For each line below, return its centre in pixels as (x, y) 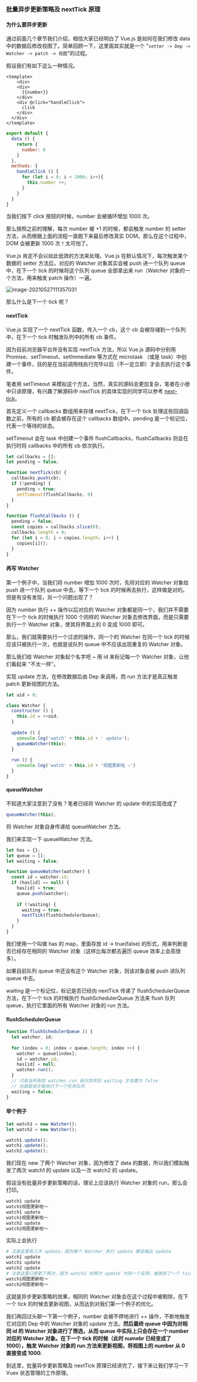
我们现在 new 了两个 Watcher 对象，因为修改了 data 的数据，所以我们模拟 (95, 1163)
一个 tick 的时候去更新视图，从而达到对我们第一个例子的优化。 (81, 1304)
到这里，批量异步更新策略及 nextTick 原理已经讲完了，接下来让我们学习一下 (98, 1365)
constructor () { (33, 711)
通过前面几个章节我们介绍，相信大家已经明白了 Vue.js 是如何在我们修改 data (98, 39)
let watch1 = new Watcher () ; (42, 1124)
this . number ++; (47, 183)
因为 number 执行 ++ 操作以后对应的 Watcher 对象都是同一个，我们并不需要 (98, 610)
